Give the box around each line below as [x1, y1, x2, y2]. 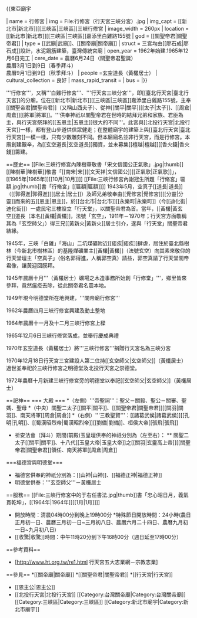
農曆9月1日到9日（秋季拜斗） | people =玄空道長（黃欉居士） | [6, 70, 158, 76]
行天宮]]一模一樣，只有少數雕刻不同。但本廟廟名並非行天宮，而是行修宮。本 [6, 133, 191, 140]
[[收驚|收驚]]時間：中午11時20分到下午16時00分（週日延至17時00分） [14, 534, 182, 540]
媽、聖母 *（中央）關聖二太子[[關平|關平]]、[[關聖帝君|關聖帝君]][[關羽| [6, 404, 178, 411]
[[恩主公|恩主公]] [14, 584, 55, 590]
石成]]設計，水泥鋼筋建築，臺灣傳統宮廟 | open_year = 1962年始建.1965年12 [6, 47, 189, 54]
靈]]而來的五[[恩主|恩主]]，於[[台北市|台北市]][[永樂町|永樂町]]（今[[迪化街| [6, 198, 188, 205]
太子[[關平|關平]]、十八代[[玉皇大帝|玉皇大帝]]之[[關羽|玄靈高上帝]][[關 [14, 439, 186, 446]
